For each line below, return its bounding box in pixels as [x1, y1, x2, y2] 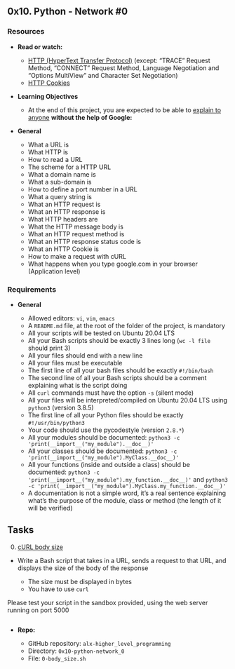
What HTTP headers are [27, 215, 98, 223]
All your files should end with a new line [27, 351, 143, 360]
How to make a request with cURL [27, 252, 126, 260]
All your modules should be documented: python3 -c [27, 433, 180, 441]
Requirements [7, 284, 57, 294]
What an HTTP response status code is [27, 237, 142, 245]
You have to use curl [27, 585, 89, 593]
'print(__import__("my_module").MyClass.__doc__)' [27, 454, 180, 461]
